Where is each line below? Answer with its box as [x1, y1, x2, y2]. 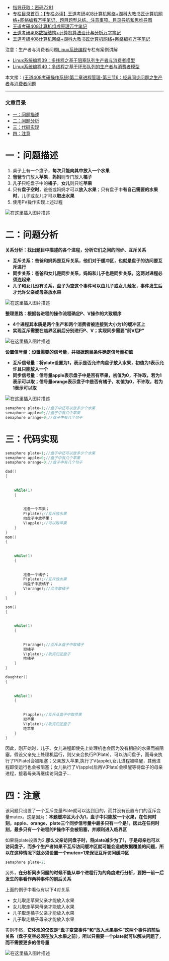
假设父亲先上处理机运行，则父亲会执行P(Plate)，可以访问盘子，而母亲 [14, 751, 158, 757]
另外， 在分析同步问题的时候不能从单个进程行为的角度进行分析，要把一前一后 [5, 870, 164, 876]
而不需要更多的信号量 [5, 939, 49, 946]
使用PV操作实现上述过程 [12, 199, 63, 205]
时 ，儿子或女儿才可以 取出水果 [12, 193, 74, 199]
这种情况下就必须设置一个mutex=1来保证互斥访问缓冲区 [14, 850, 129, 856]
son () [5, 604, 17, 610]
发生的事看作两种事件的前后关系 [5, 876, 71, 882]
